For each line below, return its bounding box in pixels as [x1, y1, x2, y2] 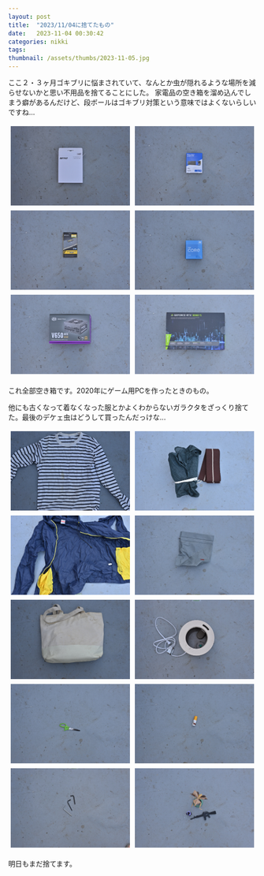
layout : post [8, 13, 51, 21]
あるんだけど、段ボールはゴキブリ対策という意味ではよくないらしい [35, 98, 257, 106]
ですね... [8, 107, 35, 117]
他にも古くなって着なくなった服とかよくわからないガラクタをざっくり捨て [8, 402, 250, 412]
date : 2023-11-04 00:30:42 [8, 29, 104, 37]
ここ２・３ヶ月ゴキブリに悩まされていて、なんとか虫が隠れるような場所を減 [8, 78, 256, 87]
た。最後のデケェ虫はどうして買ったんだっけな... [8, 412, 166, 422]
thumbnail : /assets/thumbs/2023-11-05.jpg [8, 54, 150, 62]
